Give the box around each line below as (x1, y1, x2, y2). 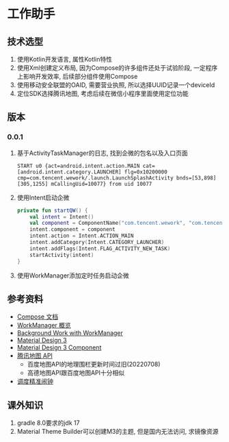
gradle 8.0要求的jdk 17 (16, 419, 80, 427)
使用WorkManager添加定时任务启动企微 (16, 271, 130, 280)
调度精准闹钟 (16, 378, 53, 386)
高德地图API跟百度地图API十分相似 (27, 369, 125, 377)
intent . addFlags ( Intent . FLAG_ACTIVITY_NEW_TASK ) (29, 245, 171, 252)
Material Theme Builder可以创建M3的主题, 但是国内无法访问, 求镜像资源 (16, 428, 219, 436)
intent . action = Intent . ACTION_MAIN (29, 232, 134, 240)
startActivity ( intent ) (29, 251, 94, 258)
